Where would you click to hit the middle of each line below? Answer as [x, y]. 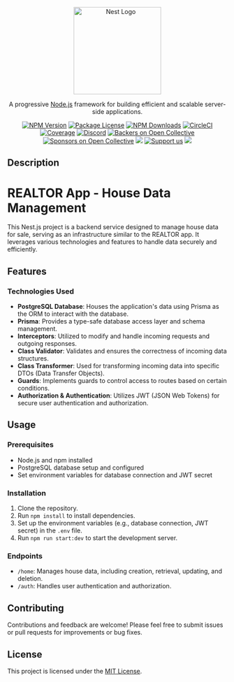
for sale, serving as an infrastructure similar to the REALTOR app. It [103, 235]
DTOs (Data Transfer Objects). [61, 373]
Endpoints [25, 556]
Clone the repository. [47, 508]
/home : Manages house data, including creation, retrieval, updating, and [119, 571]
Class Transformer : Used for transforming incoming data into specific [118, 366]
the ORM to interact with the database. [73, 314]
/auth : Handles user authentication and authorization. [94, 586]
